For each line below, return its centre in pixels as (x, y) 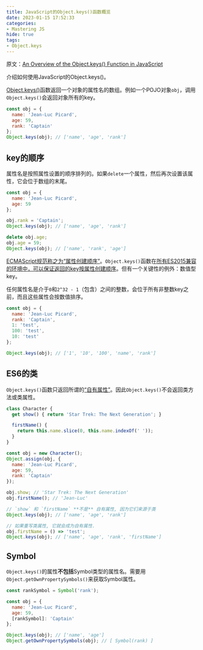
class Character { (29, 408)
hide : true (20, 35)
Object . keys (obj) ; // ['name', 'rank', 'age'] (66, 248)
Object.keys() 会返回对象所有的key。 (53, 97)
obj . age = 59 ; (24, 243)
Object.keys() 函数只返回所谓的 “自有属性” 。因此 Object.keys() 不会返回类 (97, 390)
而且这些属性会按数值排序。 (51, 296)
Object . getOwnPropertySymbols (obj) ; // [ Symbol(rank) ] (80, 641)
